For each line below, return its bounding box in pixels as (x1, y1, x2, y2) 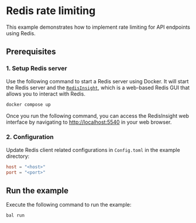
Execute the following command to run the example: (6, 201, 132, 208)
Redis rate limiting (6, 4, 96, 18)
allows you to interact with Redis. (6, 90, 86, 97)
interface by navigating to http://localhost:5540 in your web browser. (6, 119, 172, 126)
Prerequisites (6, 47, 56, 57)
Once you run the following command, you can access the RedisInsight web (6, 112, 189, 119)
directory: (6, 153, 30, 160)
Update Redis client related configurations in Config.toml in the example (6, 146, 180, 153)
